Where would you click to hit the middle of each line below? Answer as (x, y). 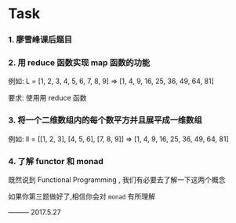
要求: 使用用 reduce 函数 (48, 98)
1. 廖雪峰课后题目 (40, 40)
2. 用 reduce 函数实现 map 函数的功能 (79, 63)
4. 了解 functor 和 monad (56, 161)
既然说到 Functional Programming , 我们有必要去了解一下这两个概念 (117, 180)
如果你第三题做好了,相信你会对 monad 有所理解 (82, 196)
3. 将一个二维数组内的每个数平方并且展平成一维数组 (105, 120)
